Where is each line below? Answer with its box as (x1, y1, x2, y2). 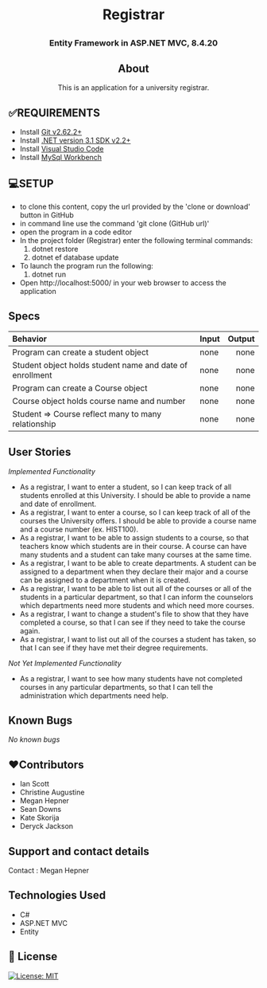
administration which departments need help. (19, 691, 168, 700)
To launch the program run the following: (19, 261, 153, 271)
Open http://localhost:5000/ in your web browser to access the (19, 278, 226, 288)
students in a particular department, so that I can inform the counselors (19, 592, 253, 602)
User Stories (8, 445, 72, 459)
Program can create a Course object (12, 382, 148, 394)
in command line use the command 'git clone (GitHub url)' (19, 219, 210, 229)
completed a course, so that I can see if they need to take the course (19, 617, 246, 627)
